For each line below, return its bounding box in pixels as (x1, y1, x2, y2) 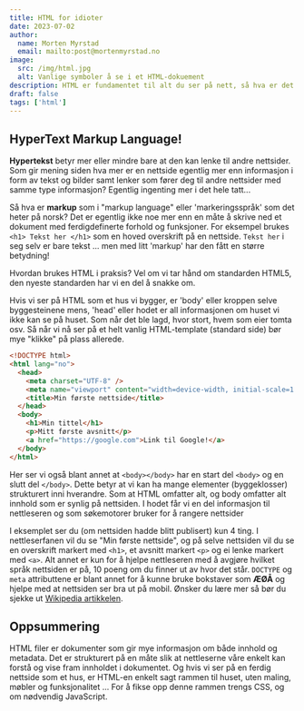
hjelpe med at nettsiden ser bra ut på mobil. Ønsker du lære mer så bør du (9, 583, 287, 594)
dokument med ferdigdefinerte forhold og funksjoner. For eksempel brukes (9, 222, 289, 232)
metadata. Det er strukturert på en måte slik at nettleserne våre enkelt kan (9, 653, 286, 664)
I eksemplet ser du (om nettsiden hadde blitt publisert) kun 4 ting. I (9, 525, 259, 536)
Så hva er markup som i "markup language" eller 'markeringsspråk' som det (9, 202, 295, 213)
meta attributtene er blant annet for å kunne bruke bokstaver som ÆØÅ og (9, 573, 286, 584)
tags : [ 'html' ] (9, 97, 67, 107)
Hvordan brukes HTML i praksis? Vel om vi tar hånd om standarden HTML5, (9, 268, 292, 279)
